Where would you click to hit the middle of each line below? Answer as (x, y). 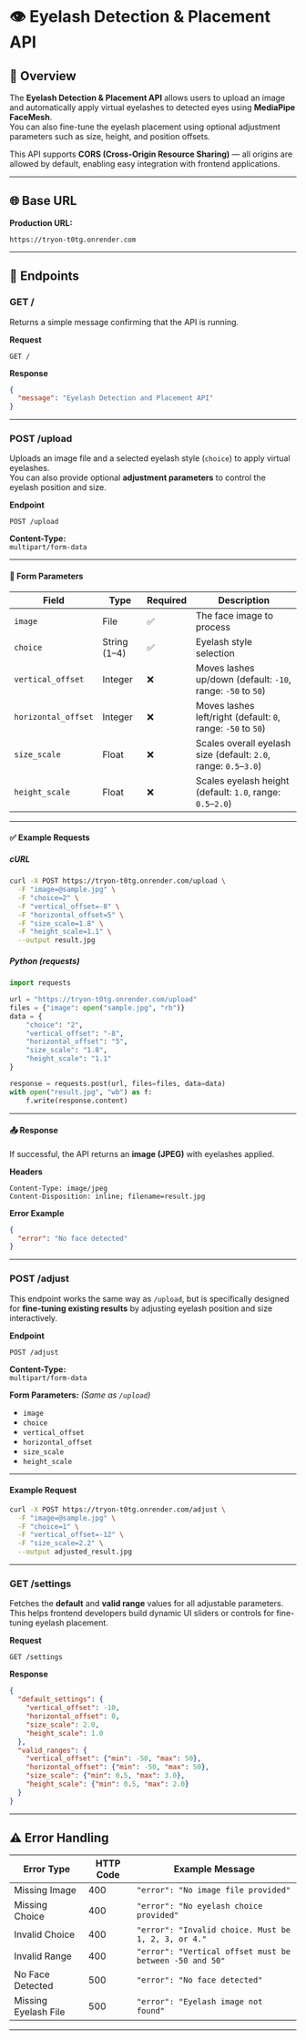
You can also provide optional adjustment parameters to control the (138, 477)
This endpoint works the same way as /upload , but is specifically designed (149, 1298)
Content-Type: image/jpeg (58, 1188)
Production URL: (41, 222)
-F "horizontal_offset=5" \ (71, 915)
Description (244, 600)
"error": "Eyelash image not (199, 2002)
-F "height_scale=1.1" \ (65, 932)
